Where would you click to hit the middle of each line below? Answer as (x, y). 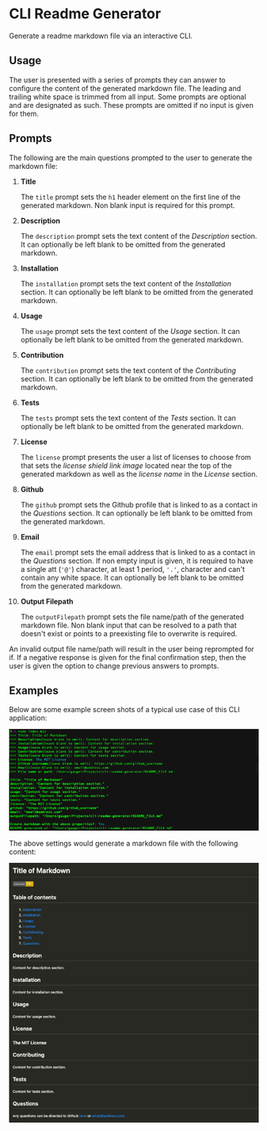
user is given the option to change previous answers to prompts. (114, 665)
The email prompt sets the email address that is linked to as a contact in (138, 552)
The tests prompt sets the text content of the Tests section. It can (128, 418)
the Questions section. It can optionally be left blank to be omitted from (136, 513)
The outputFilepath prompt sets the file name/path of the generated (132, 616)
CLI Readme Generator (85, 14)
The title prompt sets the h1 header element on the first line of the (130, 197)
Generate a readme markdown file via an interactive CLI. (101, 36)
